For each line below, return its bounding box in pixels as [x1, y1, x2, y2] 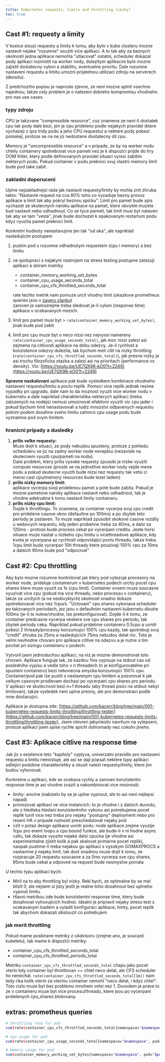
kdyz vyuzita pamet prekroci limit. [5, 218, 74, 224]
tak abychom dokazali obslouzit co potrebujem [12, 909, 107, 915]
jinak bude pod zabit [12, 322, 54, 328]
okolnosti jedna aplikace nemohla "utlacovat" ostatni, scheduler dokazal [5, 54, 151, 59]
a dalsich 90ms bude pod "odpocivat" [12, 547, 90, 553]
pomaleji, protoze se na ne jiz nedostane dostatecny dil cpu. [5, 133, 127, 139]
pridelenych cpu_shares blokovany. [5, 994, 77, 1000]
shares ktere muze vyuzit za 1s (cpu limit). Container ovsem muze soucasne [5, 585, 159, 591]
